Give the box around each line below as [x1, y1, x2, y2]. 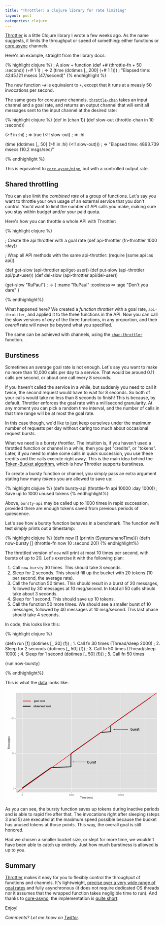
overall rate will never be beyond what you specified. [5, 322, 112, 328]
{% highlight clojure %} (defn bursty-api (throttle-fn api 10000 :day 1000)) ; [5, 485, 158, 491]
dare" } [5, 287, 20, 293]
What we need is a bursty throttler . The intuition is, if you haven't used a [5, 440, 152, 446]
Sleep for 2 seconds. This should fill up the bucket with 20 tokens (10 [12, 570, 153, 576]
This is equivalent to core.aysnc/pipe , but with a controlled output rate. [5, 166, 149, 172]
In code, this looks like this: [5, 622, 60, 627]
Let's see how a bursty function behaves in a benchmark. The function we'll [5, 520, 159, 526]
